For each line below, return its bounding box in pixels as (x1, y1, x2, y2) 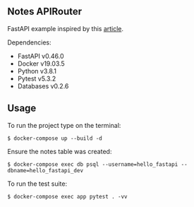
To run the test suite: (7, 179, 68, 188)
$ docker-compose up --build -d (7, 134, 102, 142)
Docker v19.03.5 (17, 59, 65, 68)
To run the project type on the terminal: (7, 121, 121, 129)
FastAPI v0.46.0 (17, 52, 64, 60)
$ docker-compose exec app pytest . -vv (7, 193, 128, 200)
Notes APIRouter (7, 6, 83, 18)
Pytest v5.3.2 (17, 74, 56, 83)
